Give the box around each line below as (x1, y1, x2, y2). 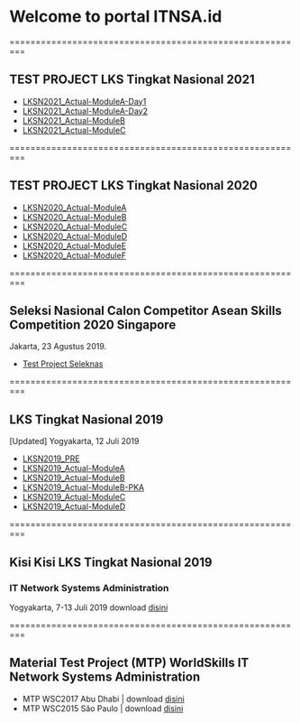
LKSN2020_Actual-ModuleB (22, 211, 127, 222)
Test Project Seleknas (22, 358, 104, 369)
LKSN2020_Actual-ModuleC (22, 221, 128, 232)
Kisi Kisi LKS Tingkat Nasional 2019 (9, 554, 213, 570)
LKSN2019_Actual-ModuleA (22, 463, 125, 474)
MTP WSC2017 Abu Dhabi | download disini (22, 693, 185, 704)
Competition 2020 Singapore (9, 317, 177, 332)
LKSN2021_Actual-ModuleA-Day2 (22, 106, 149, 116)
